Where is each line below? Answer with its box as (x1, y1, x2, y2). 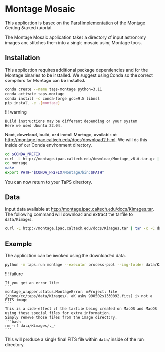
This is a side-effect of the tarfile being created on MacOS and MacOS (5, 306, 157, 311)
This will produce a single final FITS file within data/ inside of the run (5, 336, 144, 342)
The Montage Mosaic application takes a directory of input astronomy (5, 34, 146, 40)
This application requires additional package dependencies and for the (5, 67, 148, 73)
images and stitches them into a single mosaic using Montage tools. (5, 39, 142, 45)
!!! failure (5, 271, 23, 277)
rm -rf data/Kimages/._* (5, 324, 56, 328)
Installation (5, 54, 40, 62)
